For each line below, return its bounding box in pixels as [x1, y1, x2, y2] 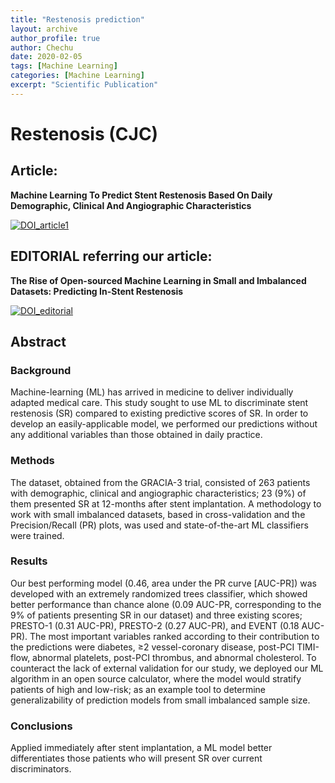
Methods [10, 454, 55, 468]
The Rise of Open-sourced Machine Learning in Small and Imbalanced [10, 274, 307, 286]
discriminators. [10, 763, 72, 775]
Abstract [10, 333, 67, 350]
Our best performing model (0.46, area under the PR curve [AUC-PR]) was [10, 577, 317, 589]
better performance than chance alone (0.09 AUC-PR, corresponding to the [10, 598, 322, 610]
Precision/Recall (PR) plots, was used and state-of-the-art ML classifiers [10, 519, 309, 531]
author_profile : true [10, 33, 101, 43]
